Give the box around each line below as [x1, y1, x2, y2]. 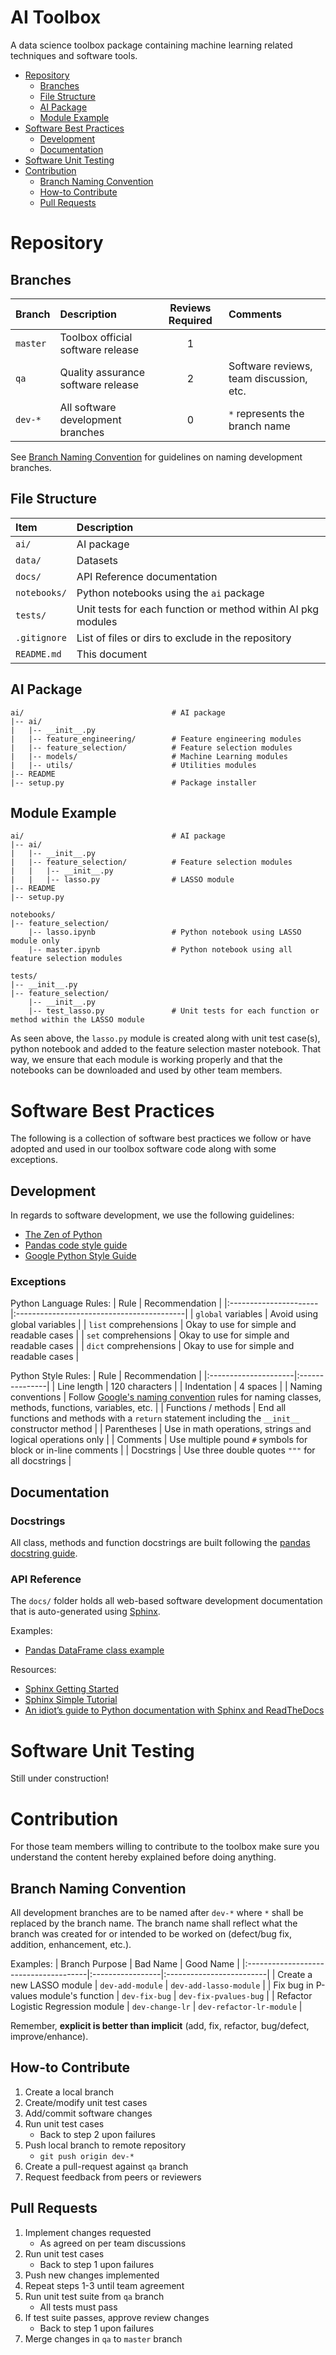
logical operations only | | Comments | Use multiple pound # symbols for [10, 1434, 308, 1446]
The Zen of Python [24, 1229, 103, 1241]
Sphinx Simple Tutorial [24, 1694, 118, 1706]
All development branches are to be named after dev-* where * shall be [10, 1907, 304, 1919]
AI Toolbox [10, 6, 102, 29]
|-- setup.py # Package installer [10, 777, 257, 788]
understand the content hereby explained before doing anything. [10, 1851, 277, 1863]
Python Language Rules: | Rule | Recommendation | [10, 1297, 223, 1310]
